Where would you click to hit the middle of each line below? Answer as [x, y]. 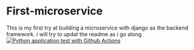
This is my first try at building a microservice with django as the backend [97, 28]
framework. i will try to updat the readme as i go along [74, 34]
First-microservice [55, 11]
